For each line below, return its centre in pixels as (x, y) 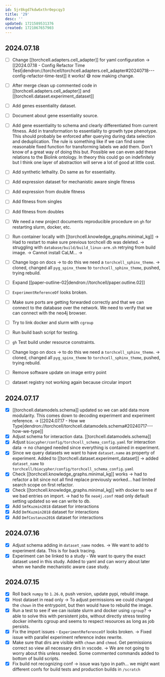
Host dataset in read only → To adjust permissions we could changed (82, 600)
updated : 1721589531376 (30, 23)
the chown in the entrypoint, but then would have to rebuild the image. (82, 605)
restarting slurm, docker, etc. (42, 227)
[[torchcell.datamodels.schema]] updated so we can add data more (81, 410)
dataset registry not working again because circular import (72, 382)
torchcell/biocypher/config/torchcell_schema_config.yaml (73, 469)
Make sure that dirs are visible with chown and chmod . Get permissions (82, 642)
